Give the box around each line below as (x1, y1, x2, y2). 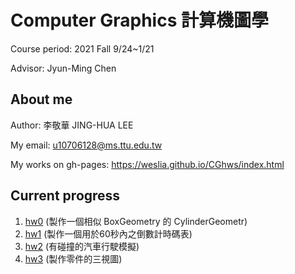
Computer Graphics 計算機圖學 (10, 9, 269, 32)
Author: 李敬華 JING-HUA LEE (10, 119, 134, 131)
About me (10, 91, 73, 108)
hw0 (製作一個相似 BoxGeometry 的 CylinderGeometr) (24, 215, 248, 227)
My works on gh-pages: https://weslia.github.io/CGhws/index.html (10, 158, 285, 170)
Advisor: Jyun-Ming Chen (10, 62, 117, 74)
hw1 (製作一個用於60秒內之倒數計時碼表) (24, 227, 193, 240)
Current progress (10, 187, 121, 205)
